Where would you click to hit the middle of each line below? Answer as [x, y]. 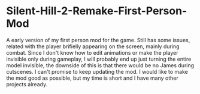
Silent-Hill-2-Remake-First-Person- [97, 11]
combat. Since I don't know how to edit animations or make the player [92, 52]
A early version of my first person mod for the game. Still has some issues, [98, 40]
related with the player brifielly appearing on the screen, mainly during [93, 46]
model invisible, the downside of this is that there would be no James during [100, 65]
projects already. [27, 84]
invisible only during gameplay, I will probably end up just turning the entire [99, 59]
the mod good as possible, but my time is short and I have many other [92, 78]
